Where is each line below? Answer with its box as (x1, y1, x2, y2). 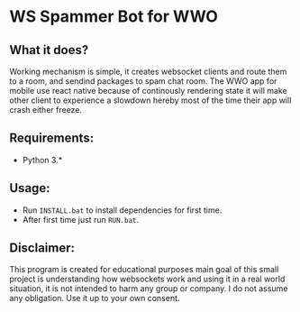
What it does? (9, 42, 89, 58)
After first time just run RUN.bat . (22, 214, 140, 225)
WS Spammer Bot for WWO (9, 6, 219, 27)
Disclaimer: (9, 241, 75, 256)
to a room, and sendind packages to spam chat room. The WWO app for (9, 76, 277, 87)
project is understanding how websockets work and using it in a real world (9, 273, 286, 285)
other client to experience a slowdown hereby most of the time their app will (9, 95, 292, 106)
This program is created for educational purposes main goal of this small (9, 264, 279, 275)
